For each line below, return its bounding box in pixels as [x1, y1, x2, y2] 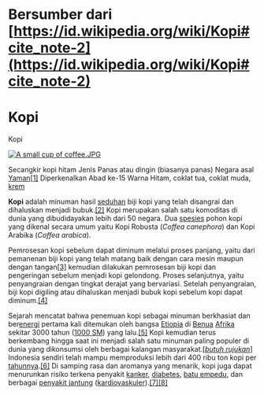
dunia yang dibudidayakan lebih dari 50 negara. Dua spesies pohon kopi [8, 214, 243, 223]
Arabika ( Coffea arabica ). [8, 231, 91, 240]
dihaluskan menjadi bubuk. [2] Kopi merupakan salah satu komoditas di [8, 205, 238, 215]
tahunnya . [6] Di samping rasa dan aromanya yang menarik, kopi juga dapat [8, 361, 252, 371]
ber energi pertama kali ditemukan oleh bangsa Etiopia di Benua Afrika [8, 319, 235, 329]
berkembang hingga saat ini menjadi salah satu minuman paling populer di [8, 336, 250, 345]
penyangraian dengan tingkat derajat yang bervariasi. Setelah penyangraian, [8, 279, 257, 289]
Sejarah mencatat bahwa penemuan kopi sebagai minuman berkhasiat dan [8, 311, 251, 320]
